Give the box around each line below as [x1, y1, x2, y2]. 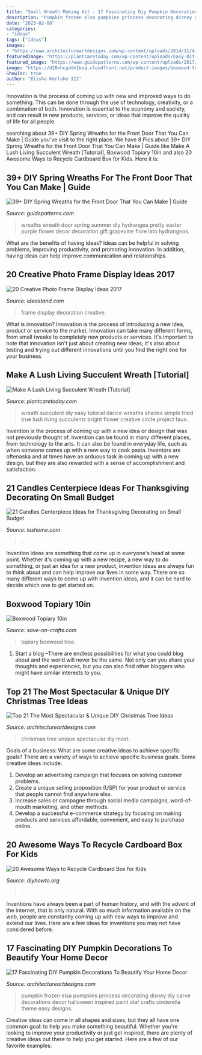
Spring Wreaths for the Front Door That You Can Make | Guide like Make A [6, 143, 190, 150]
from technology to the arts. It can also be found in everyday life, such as [6, 440, 188, 447]
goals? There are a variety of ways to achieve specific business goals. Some [6, 753, 196, 760]
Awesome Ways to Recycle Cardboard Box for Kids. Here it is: [6, 155, 159, 162]
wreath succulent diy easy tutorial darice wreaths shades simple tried [20, 409, 194, 416]
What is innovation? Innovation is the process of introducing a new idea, [6, 320, 185, 328]
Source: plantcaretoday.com [6, 398, 77, 405]
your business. [6, 352, 43, 360]
